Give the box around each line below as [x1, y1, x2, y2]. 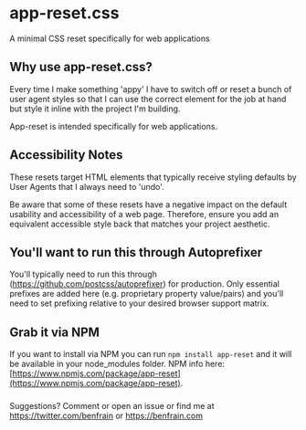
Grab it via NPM [9, 324, 100, 340]
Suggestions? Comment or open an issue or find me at [9, 401, 215, 412]
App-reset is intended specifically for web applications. [9, 121, 217, 131]
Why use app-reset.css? [9, 59, 153, 75]
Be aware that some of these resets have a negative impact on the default [9, 199, 288, 210]
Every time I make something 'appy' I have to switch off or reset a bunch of [9, 83, 292, 94]
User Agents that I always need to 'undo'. [9, 181, 164, 192]
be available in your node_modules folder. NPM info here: [9, 359, 226, 370]
